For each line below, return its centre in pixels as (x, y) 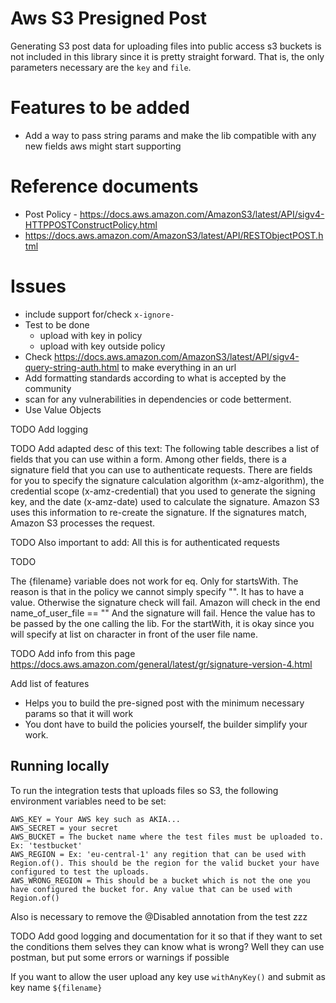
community (48, 388)
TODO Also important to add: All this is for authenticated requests (145, 542)
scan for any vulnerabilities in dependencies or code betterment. (158, 399)
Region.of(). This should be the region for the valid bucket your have (165, 863)
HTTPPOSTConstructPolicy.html (91, 224)
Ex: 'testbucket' (46, 845)
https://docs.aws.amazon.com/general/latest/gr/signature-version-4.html (161, 664)
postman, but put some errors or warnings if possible (120, 957)
